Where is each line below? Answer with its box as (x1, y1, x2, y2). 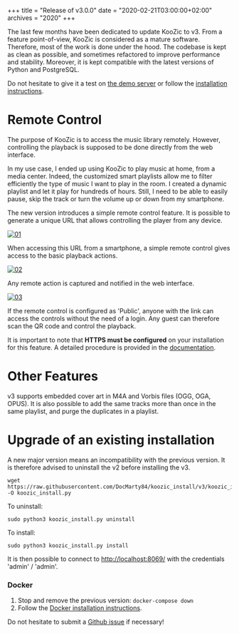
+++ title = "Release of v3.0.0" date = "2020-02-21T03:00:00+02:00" (7, 6, 213, 14)
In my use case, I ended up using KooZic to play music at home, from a (7, 164, 216, 173)
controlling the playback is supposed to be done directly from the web (7, 143, 213, 151)
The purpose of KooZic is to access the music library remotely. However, (7, 135, 221, 143)
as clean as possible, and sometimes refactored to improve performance (7, 50, 221, 59)
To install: (7, 528, 36, 537)
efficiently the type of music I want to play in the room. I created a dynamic (7, 179, 227, 188)
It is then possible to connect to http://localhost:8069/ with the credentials (7, 554, 225, 563)
